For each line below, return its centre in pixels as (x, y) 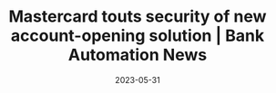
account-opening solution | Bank (138, 36)
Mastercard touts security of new (138, 17)
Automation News (138, 55)
